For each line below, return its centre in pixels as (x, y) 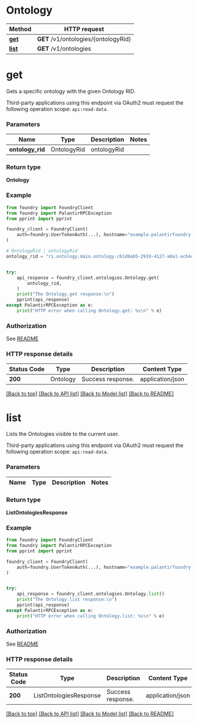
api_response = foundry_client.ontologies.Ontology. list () (91, 594)
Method (20, 29)
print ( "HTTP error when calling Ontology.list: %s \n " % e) (91, 616)
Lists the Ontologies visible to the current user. (63, 434)
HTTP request (84, 29)
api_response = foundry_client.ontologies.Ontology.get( (88, 278)
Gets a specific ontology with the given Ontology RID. (71, 91)
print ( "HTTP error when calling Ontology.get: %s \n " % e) (89, 311)
